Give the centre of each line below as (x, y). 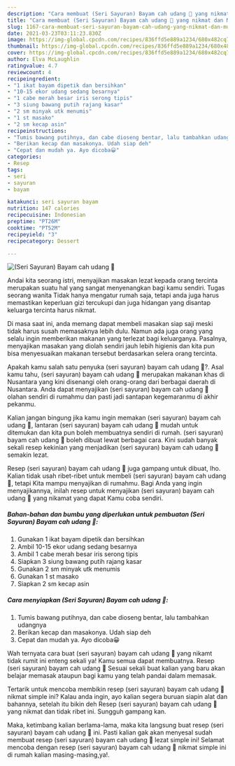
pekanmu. (22, 404)
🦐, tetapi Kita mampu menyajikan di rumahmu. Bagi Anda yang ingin (105, 483)
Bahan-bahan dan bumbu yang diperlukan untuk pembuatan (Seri (106, 514)
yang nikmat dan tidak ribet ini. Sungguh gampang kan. (87, 711)
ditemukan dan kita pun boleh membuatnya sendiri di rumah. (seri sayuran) (115, 433)
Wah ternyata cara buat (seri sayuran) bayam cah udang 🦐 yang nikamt (110, 653)
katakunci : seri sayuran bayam (53, 202)
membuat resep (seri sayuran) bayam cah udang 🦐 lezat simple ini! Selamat (116, 740)
